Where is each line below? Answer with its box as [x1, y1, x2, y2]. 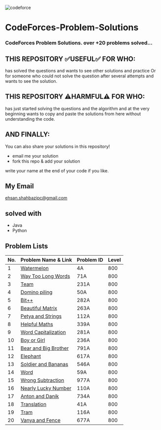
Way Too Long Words [20, 272, 70, 279]
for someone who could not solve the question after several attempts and [5, 73, 154, 79]
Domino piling [20, 289, 53, 296]
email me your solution [12, 153, 59, 159]
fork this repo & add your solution [12, 158, 80, 164]
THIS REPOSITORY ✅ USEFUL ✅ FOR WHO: [5, 55, 136, 63]
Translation [20, 400, 47, 407]
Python [12, 228, 27, 233]
